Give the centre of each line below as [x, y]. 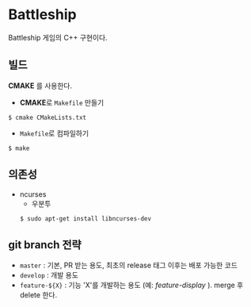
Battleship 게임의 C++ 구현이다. [58, 37]
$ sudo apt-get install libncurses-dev [86, 219]
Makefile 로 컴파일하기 [54, 133]
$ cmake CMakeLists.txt [48, 117]
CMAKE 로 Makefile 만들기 [62, 102]
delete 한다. [38, 295]
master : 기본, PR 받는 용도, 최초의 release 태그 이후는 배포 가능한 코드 [128, 265]
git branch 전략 [45, 245]
